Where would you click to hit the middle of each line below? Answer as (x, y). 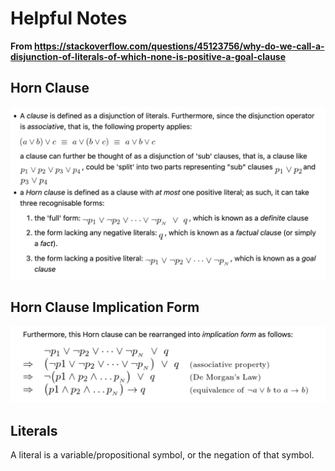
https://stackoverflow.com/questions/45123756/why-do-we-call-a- (179, 46)
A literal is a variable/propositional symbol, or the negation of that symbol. (162, 455)
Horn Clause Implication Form (105, 307)
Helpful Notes (69, 18)
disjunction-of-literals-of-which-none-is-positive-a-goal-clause (148, 56)
